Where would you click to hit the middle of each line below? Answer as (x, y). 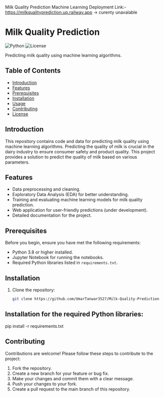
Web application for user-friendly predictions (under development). (80, 210)
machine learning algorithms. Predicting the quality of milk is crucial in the (80, 146)
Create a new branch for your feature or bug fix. (60, 373)
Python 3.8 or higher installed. (43, 252)
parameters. (17, 162)
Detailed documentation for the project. (52, 215)
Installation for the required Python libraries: (74, 314)
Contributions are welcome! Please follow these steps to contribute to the (79, 353)
